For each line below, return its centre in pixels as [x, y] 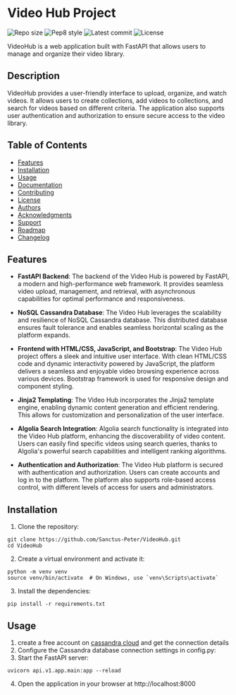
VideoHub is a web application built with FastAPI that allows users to [107, 46]
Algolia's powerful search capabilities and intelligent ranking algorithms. [122, 451]
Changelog [33, 237]
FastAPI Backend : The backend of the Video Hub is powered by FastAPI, [123, 276]
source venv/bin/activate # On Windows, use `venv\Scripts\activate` [113, 578]
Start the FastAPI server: [53, 658]
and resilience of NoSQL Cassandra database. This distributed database [122, 320]
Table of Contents [48, 145]
